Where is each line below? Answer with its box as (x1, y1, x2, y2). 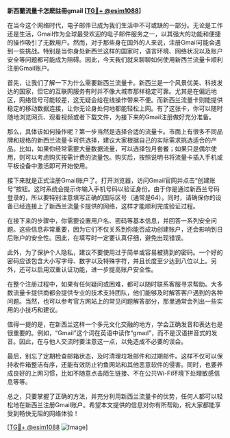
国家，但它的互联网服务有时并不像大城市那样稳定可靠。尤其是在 (18, 87, 199, 95)
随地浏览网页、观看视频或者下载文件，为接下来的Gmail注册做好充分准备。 (7, 113, 216, 121)
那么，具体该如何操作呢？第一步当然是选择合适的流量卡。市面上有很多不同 (7, 127, 217, 136)
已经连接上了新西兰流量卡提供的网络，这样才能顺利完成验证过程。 (12, 202, 199, 210)
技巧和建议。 (25, 306, 62, 314)
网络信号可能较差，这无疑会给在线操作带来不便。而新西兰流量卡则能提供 (18, 96, 223, 104)
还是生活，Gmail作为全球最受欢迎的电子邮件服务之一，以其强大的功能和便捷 (7, 30, 221, 38)
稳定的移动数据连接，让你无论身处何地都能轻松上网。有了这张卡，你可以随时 (7, 104, 223, 112)
